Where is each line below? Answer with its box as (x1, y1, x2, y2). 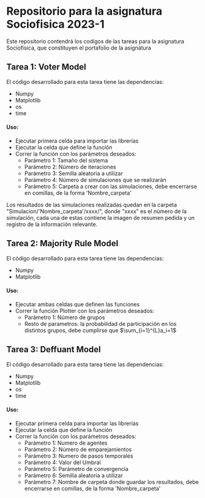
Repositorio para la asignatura (6, 4, 163, 18)
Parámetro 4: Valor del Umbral (24, 458, 101, 466)
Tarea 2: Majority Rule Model (6, 238, 119, 249)
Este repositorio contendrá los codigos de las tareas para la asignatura (6, 37, 185, 45)
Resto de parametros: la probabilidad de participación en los (24, 320, 177, 327)
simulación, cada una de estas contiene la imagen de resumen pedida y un (6, 214, 195, 221)
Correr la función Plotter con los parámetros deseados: (15, 307, 155, 314)
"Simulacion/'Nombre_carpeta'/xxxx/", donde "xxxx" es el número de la (6, 207, 187, 215)
